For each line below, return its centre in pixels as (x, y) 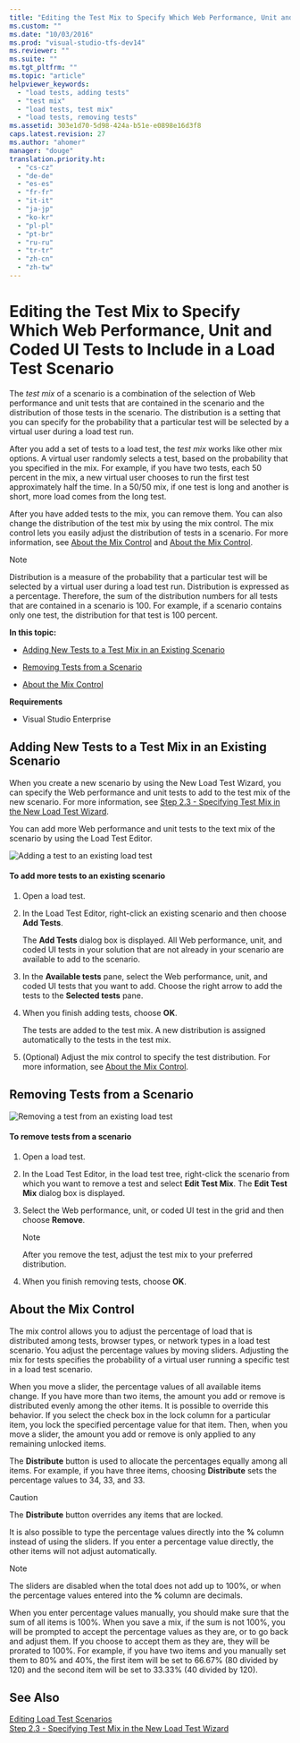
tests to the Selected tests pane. (83, 995)
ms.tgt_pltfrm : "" (43, 68)
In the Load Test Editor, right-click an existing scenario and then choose (154, 913)
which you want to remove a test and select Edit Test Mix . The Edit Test (154, 1183)
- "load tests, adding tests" (73, 92)
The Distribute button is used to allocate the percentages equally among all (148, 1461)
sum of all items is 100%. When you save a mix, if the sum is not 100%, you (147, 1622)
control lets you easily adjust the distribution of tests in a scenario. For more (149, 533)
